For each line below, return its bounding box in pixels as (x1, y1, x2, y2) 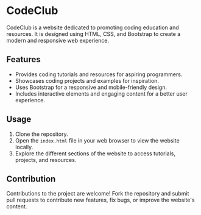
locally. (15, 143, 33, 150)
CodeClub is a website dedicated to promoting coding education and (6, 24, 179, 31)
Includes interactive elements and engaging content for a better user (15, 90, 188, 97)
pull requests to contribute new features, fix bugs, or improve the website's (6, 196, 195, 204)
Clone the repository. (15, 130, 68, 138)
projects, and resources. (15, 156, 77, 163)
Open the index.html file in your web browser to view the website (15, 136, 180, 144)
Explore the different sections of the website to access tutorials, (15, 150, 175, 157)
